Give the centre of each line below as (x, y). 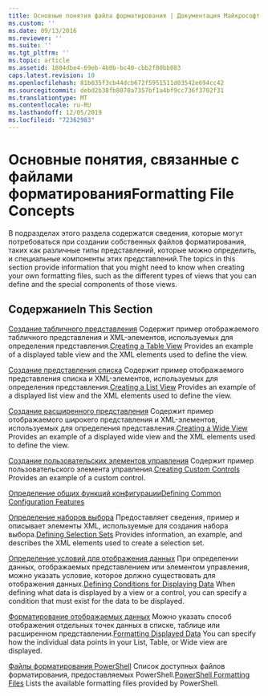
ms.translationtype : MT (48, 98)
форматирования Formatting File (121, 194)
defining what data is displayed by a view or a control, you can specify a (128, 592)
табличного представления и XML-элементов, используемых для (121, 337)
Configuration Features (47, 501)
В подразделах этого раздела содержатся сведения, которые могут (126, 233)
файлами (41, 177)
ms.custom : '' (32, 23)
